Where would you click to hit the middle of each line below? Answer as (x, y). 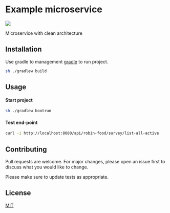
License (18, 193)
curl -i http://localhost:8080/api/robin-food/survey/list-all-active (82, 133)
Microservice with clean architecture (44, 33)
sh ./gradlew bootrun (28, 111)
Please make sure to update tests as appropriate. (57, 177)
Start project (19, 100)
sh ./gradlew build (26, 71)
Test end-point (22, 122)
